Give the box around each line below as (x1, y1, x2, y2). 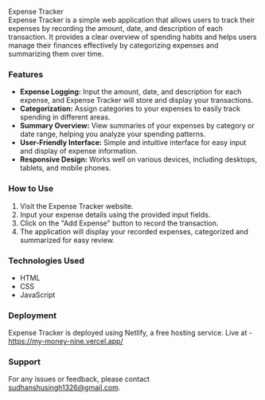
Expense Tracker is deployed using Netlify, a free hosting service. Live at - (8, 328, 253, 338)
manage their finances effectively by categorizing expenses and (8, 41, 219, 50)
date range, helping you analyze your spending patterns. (19, 129, 206, 139)
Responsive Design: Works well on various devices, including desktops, (19, 155, 257, 164)
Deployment (8, 310, 57, 321)
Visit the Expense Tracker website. (19, 201, 134, 210)
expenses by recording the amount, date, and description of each (8, 24, 224, 33)
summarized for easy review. (19, 235, 115, 245)
